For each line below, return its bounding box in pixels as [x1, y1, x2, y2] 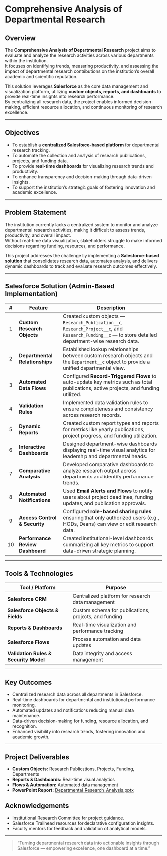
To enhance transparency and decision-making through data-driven [12, 173, 152, 180]
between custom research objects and [63, 352, 153, 359]
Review [19, 541, 37, 548]
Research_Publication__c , [63, 319, 123, 326]
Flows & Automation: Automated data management [12, 782, 118, 788]
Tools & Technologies [5, 570, 73, 578]
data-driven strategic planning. [63, 547, 136, 554]
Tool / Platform [19, 584, 56, 591]
